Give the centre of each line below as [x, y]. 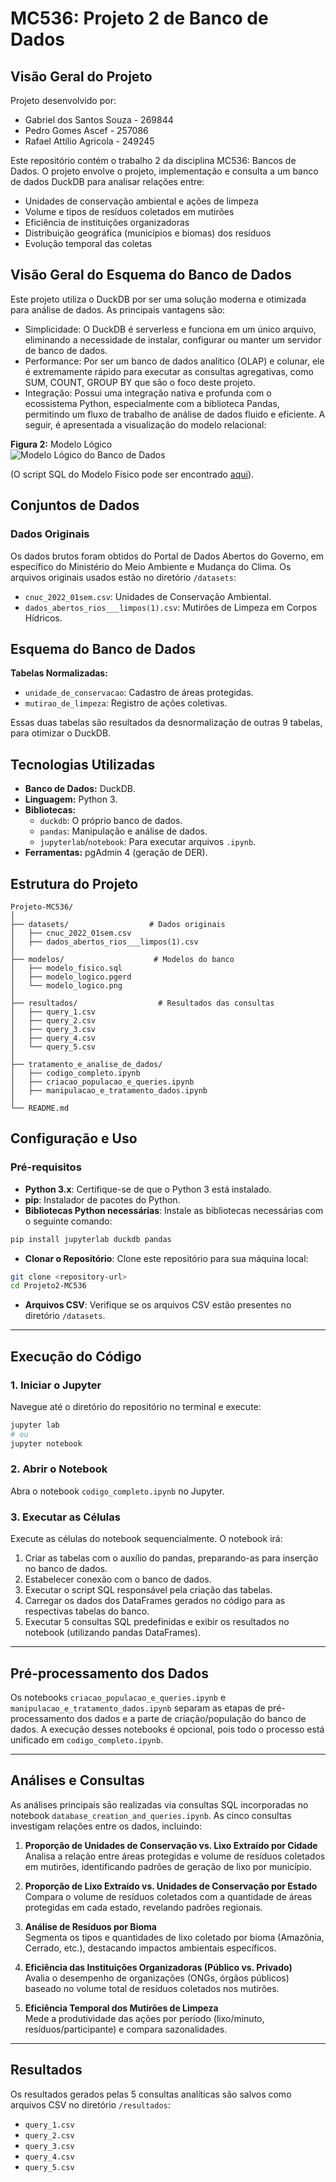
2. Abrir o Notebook [59, 1469]
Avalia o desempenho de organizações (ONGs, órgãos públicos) [157, 1978]
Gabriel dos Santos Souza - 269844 [99, 120]
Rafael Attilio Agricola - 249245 [89, 141]
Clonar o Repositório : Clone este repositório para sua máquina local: [166, 1258]
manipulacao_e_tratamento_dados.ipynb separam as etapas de [138, 1708]
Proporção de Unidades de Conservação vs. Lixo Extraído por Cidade [171, 1845]
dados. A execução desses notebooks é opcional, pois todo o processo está [167, 1729]
